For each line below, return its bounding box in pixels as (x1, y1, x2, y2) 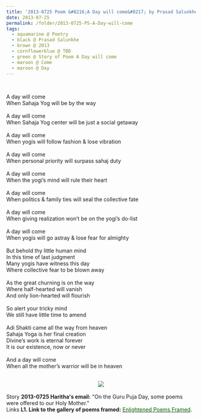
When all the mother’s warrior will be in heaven (6, 363, 123, 370)
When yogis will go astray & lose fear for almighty (6, 234, 129, 241)
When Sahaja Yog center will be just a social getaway (6, 119, 138, 126)
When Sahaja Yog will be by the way (6, 100, 96, 107)
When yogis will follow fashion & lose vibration (6, 138, 121, 146)
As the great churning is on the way (6, 279, 95, 287)
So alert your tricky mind (6, 305, 67, 312)
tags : (6, 25, 20, 32)
